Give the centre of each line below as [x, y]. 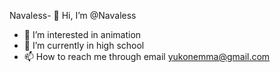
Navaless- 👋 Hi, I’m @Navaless [73, 15]
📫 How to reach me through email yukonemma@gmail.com [147, 56]
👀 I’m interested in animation [82, 34]
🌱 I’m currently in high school [84, 45]
